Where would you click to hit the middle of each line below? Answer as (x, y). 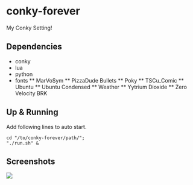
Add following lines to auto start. (46, 127)
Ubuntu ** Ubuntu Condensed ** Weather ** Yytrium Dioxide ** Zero (101, 87)
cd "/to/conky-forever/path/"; (46, 138)
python (24, 74)
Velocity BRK (31, 93)
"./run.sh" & (23, 143)
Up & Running (32, 112)
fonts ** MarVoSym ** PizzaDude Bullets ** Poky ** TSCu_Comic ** (99, 80)
